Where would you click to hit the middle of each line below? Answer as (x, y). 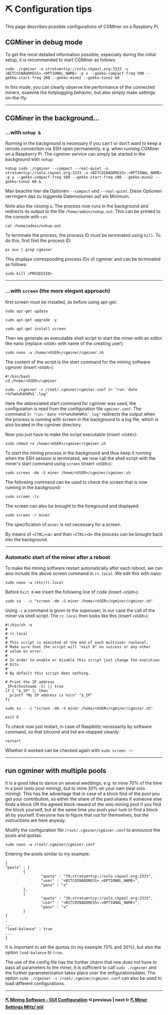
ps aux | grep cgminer (29, 250)
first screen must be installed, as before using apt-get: (61, 302)
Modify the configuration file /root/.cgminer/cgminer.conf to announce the (83, 830)
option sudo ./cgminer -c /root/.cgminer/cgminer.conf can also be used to (83, 978)
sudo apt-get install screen (35, 329)
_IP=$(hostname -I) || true (34, 687)
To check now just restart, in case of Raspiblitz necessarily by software (78, 727)
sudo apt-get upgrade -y (31, 320)
